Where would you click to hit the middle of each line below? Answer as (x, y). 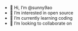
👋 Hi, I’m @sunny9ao (31, 8)
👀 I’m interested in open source (41, 13)
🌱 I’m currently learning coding (41, 18)
